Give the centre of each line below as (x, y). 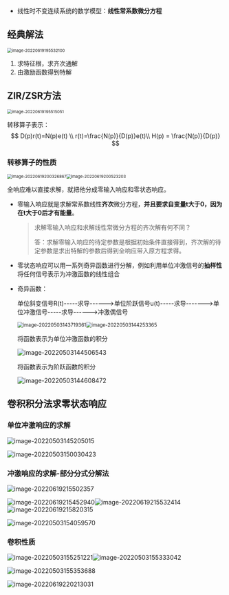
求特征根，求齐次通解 (47, 63)
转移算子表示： (28, 124)
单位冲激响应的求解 (39, 425)
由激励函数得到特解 (44, 72)
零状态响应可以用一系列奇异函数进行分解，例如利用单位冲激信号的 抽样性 (119, 265)
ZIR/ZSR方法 (34, 96)
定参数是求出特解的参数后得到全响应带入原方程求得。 (110, 251)
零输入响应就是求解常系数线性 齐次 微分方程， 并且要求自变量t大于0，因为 (120, 204)
